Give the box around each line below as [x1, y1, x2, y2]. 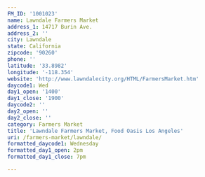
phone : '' [7, 56, 37, 63]
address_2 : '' [7, 29, 49, 37]
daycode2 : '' [7, 101, 46, 108]
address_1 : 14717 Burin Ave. [7, 23, 93, 30]
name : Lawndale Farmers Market [7, 17, 99, 24]
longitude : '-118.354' [7, 69, 74, 76]
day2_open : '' [7, 108, 49, 115]
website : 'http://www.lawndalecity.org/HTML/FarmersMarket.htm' [7, 75, 199, 83]
